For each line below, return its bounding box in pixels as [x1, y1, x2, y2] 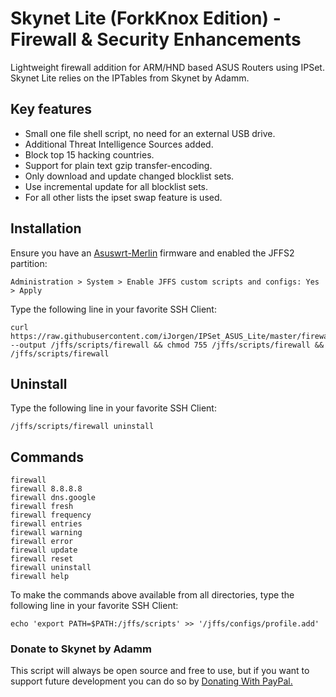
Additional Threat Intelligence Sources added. [24, 138, 214, 150]
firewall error [10, 537, 74, 547]
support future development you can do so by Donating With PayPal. [10, 675, 293, 687]
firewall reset [10, 554, 74, 564]
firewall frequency [10, 510, 92, 521]
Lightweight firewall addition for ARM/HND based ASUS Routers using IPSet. [10, 61, 325, 73]
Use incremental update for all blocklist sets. [24, 180, 209, 192]
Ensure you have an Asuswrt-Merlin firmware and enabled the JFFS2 [10, 247, 295, 259]
